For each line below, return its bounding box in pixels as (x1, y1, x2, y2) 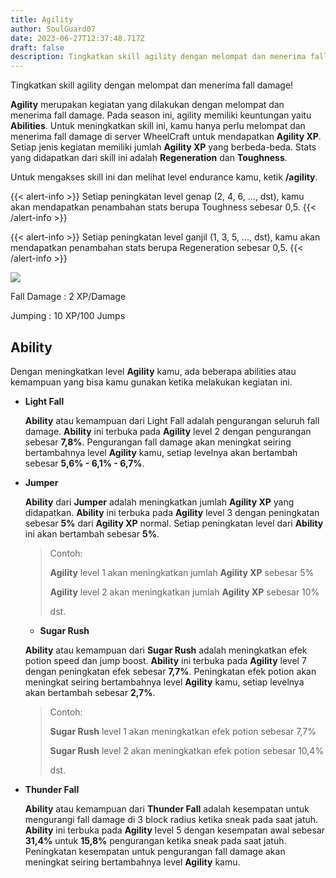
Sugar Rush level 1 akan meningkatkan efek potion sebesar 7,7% (49, 725, 317, 737)
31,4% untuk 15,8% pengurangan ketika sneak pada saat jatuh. (24, 834, 287, 846)
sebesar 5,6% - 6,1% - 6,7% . (24, 457, 145, 469)
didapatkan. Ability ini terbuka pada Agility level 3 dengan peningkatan (24, 506, 320, 518)
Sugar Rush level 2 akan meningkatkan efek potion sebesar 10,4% (49, 744, 325, 756)
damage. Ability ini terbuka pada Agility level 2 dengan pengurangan (24, 425, 312, 437)
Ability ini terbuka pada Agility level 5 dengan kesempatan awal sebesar (24, 824, 326, 836)
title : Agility (10, 14, 74, 25)
